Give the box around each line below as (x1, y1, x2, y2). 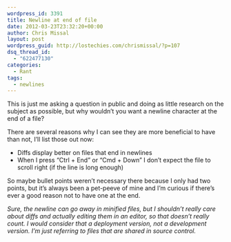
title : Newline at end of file (7, 17, 97, 24)
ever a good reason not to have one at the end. (7, 192, 141, 200)
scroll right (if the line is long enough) (17, 163, 124, 171)
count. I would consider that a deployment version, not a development (7, 219, 207, 228)
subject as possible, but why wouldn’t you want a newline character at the (7, 107, 218, 115)
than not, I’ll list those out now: (7, 136, 94, 144)
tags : (7, 74, 23, 82)
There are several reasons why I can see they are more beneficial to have (7, 128, 216, 136)
